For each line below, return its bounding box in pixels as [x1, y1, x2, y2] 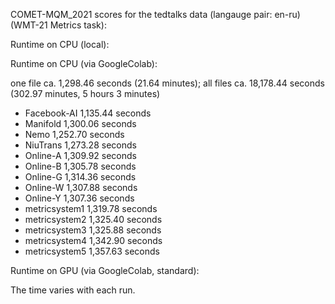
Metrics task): [49, 19, 107, 31]
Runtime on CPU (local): [10, 39, 110, 50]
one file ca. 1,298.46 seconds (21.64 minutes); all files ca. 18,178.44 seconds [10, 77, 325, 89]
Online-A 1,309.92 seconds [24, 150, 137, 161]
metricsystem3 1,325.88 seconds [24, 224, 162, 236]
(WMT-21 [10, 19, 48, 31]
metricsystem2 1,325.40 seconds [24, 214, 163, 225]
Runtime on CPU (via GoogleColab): [10, 58, 158, 69]
